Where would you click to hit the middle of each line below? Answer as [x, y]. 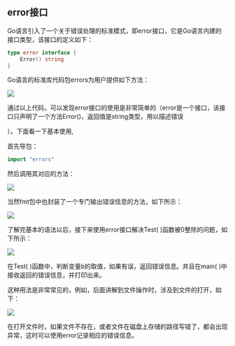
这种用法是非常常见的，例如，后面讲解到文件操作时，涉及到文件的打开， [111, 290]
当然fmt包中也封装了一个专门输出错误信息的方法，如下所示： [95, 202]
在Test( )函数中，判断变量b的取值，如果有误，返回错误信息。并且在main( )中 [117, 266]
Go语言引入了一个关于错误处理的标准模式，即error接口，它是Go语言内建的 [115, 31]
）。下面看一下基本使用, [41, 131]
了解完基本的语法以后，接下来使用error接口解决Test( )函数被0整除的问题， [114, 230]
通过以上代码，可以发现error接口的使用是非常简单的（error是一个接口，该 [113, 108]
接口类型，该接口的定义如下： [50, 39]
